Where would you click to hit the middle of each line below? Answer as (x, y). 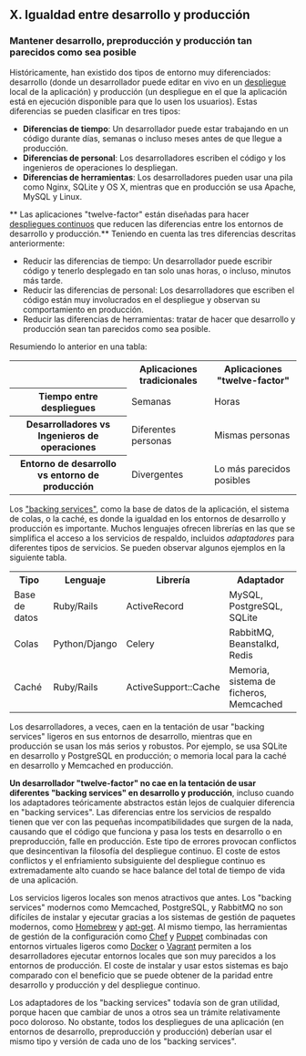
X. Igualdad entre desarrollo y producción (130, 15)
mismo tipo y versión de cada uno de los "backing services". (123, 1041)
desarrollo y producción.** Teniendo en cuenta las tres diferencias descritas (153, 233)
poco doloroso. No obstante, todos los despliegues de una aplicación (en (147, 1022)
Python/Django (85, 644)
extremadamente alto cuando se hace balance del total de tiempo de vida (147, 871)
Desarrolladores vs (68, 425)
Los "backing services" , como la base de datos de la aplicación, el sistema (149, 509)
